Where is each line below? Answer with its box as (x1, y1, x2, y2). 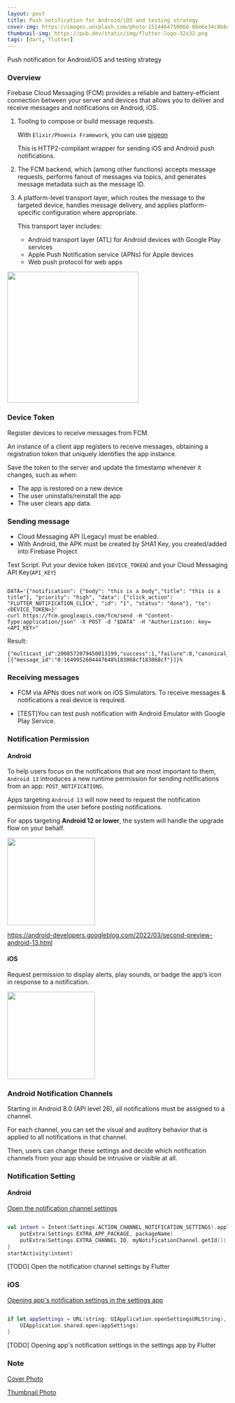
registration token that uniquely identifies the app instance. (7, 449, 177, 458)
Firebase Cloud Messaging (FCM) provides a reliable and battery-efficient (7, 89, 220, 97)
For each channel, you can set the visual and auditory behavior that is (7, 1125, 208, 1134)
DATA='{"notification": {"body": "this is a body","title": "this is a (7, 588, 220, 595)
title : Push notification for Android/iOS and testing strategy (7, 17, 199, 24)
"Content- (144, 613, 173, 620)
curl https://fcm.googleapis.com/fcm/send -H (7, 613, 142, 620)
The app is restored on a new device (17, 484, 123, 492)
